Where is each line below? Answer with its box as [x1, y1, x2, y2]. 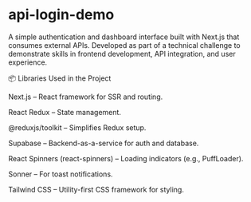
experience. [8, 57, 48, 67]
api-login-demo [8, 6, 115, 24]
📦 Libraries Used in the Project [8, 73, 112, 83]
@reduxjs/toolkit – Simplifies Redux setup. [8, 122, 147, 133]
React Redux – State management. [8, 107, 122, 117]
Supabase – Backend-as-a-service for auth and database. [8, 138, 199, 148]
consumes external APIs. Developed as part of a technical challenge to [8, 40, 241, 50]
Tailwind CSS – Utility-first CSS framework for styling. [8, 184, 185, 194]
